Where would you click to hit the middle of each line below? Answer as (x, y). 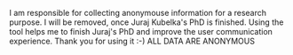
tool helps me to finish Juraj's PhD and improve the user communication (141, 31)
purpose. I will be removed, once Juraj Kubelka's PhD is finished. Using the (146, 22)
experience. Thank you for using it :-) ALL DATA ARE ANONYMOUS (132, 41)
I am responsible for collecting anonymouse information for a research (138, 13)
